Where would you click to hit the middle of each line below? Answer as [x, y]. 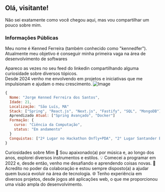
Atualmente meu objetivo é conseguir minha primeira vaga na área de [75, 54]
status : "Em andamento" [38, 129]
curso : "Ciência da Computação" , [48, 125]
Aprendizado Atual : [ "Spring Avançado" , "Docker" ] [62, 116]
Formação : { [22, 120]
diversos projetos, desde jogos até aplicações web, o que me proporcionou [82, 179]
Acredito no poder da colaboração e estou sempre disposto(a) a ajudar [77, 168]
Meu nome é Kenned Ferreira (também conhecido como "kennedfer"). [76, 48]
